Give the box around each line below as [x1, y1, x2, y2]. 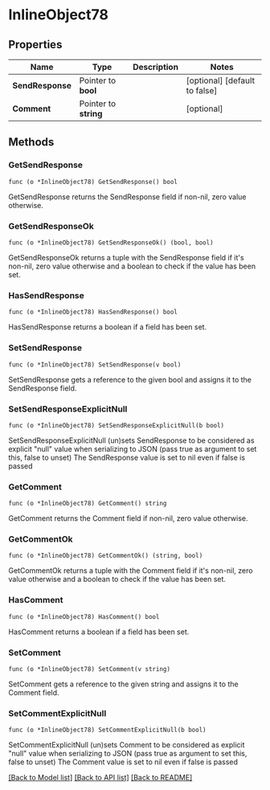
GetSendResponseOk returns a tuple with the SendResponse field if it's [8, 252, 244, 262]
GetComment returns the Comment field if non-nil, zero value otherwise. [8, 514, 248, 523]
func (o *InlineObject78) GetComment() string [8, 500, 167, 508]
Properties [8, 38, 63, 51]
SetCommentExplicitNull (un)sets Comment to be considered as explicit [8, 740, 245, 750]
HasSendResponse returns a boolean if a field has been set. [8, 322, 207, 332]
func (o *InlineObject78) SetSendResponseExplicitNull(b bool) [8, 421, 225, 429]
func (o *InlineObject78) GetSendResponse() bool [8, 178, 178, 186]
